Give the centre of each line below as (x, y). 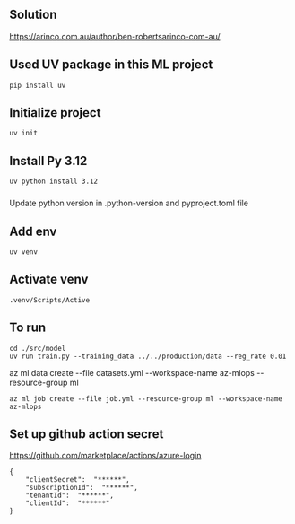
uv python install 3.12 (54, 182)
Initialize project (55, 113)
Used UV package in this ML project (111, 65)
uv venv (24, 252)
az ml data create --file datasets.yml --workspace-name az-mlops (132, 372)
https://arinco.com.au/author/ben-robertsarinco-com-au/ (115, 36)
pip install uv (38, 85)
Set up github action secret (87, 434)
